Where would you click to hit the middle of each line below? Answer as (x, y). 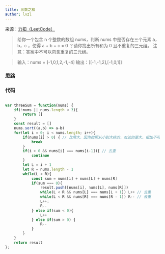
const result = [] (33, 124)
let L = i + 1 (37, 165)
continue (40, 156)
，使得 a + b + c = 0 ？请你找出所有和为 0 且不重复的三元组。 (90, 45)
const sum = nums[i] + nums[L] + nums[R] (74, 178)
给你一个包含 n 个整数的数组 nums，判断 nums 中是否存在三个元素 (84, 39)
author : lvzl (18, 14)
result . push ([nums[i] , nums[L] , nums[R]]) (84, 188)
